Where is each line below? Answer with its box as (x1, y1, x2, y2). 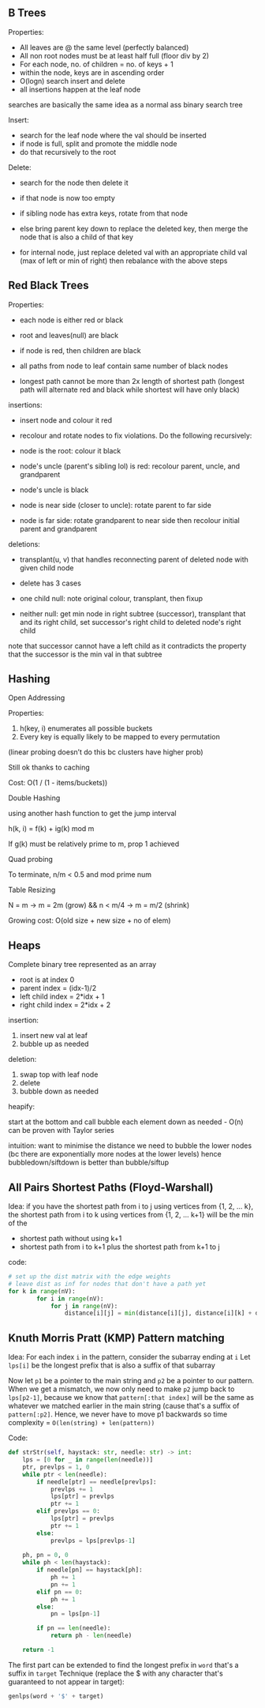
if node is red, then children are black (19, 345, 141, 355)
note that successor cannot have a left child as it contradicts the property (8, 641, 247, 650)
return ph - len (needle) (50, 1631, 132, 1640)
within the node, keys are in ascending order (19, 67, 165, 77)
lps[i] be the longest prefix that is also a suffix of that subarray (8, 1360, 215, 1370)
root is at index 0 (19, 975, 75, 984)
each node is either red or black (19, 315, 124, 325)
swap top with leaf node (19, 1070, 99, 1079)
